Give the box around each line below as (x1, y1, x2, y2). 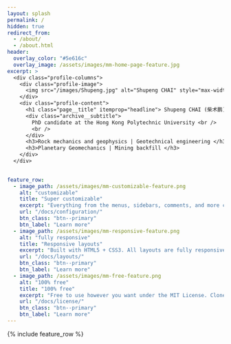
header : (7, 49, 30, 56)
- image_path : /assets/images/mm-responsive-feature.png (13, 227, 180, 234)
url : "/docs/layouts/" (19, 253, 85, 261)
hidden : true (7, 23, 45, 30)
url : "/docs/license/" (19, 298, 85, 305)
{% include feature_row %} (7, 330, 84, 338)
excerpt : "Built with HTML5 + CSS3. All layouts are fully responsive (19, 247, 226, 254)
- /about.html (13, 42, 54, 49)
